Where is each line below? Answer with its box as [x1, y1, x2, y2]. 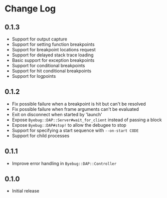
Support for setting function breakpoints [11, 41, 95, 47]
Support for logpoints [11, 73, 56, 79]
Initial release [11, 188, 39, 194]
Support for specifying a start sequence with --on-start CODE [11, 127, 139, 133]
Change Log [4, 3, 56, 14]
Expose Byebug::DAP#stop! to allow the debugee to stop [11, 122, 127, 128]
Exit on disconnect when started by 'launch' [11, 111, 103, 117]
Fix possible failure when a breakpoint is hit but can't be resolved [11, 101, 146, 107]
